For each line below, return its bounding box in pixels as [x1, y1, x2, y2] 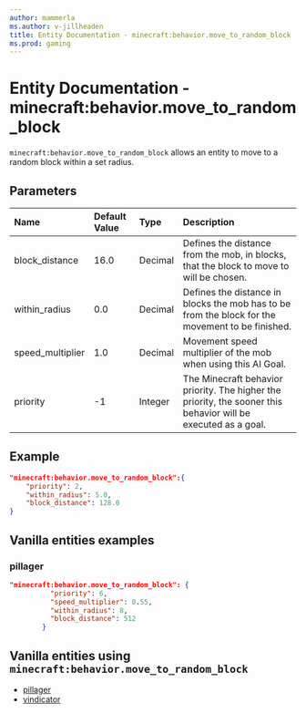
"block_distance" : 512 [49, 615, 137, 624]
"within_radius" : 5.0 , [25, 490, 112, 500]
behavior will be [182, 407, 250, 419]
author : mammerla [9, 13, 76, 23]
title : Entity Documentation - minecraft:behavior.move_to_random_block [9, 30, 291, 39]
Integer [138, 396, 170, 408]
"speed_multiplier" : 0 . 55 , [49, 597, 153, 606]
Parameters [9, 183, 77, 199]
